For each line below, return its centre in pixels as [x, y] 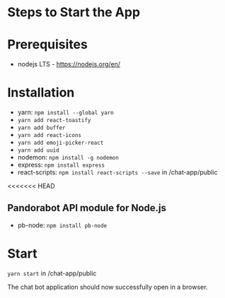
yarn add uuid [38, 150]
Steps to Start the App [74, 12]
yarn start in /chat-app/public [52, 273]
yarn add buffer [41, 128]
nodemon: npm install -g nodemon [68, 157]
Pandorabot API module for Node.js [87, 208]
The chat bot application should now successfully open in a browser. [108, 287]
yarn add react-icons [49, 136]
